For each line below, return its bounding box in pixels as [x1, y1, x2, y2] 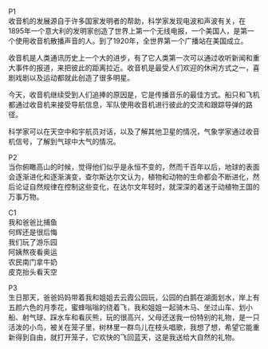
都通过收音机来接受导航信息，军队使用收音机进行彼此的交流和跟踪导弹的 [8, 100, 246, 109]
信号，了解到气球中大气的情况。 [14, 137, 120, 146]
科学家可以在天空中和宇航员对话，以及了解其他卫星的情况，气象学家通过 [8, 127, 246, 136]
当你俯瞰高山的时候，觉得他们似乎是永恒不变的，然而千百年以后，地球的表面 [8, 163, 260, 171]
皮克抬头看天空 [8, 267, 57, 276]
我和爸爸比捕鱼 [8, 218, 57, 226]
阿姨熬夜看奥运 [8, 247, 57, 257]
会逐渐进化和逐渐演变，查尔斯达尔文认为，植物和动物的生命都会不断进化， [8, 172, 253, 182]
